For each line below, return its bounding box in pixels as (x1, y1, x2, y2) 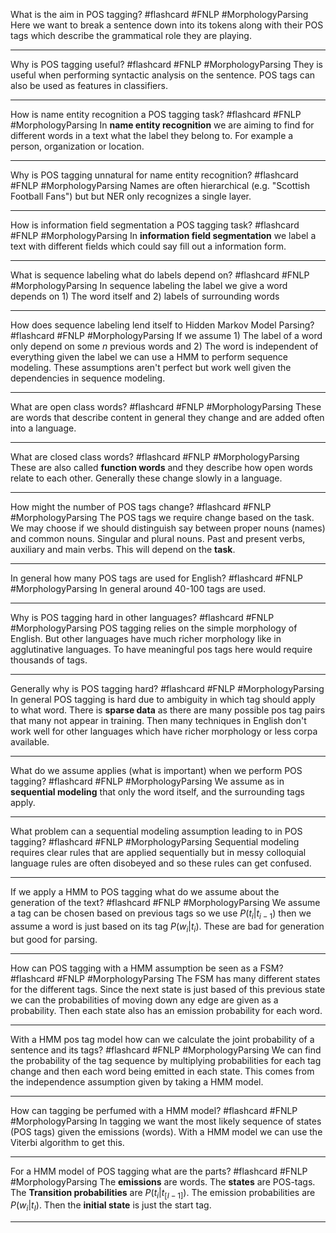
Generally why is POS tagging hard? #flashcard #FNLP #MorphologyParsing (10, 683, 325, 694)
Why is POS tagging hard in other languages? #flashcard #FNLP (10, 612, 275, 623)
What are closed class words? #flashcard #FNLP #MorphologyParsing (10, 451, 300, 463)
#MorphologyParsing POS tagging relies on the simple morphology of (10, 622, 298, 634)
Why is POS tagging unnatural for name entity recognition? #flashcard (10, 169, 299, 181)
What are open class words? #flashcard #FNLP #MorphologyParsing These (10, 401, 322, 413)
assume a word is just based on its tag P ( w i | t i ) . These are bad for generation (10, 920, 325, 934)
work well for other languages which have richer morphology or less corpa (10, 725, 318, 737)
